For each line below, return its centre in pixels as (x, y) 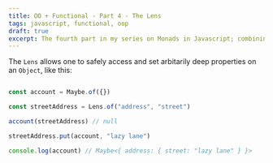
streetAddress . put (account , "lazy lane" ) (80, 136)
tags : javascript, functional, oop (69, 24)
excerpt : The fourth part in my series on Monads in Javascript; (121, 39)
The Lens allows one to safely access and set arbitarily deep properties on (132, 62)
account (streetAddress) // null (63, 122)
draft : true (28, 31)
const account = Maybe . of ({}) (60, 92)
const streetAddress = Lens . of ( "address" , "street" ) (100, 107)
